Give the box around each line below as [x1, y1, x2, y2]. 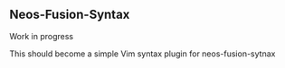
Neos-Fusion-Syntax [9, 7, 130, 22]
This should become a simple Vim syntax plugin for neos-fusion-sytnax [9, 48, 276, 59]
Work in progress [9, 30, 74, 41]
